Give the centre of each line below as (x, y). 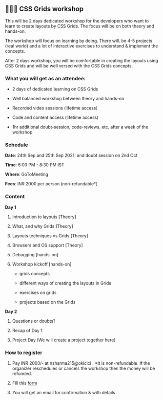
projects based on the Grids (47, 302)
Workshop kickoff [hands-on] (42, 264)
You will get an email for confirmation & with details (64, 392)
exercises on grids (38, 292)
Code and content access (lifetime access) (55, 117)
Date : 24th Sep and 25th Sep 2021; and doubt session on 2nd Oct (71, 156)
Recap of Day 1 (27, 330)
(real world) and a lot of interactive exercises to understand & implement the (81, 46)
